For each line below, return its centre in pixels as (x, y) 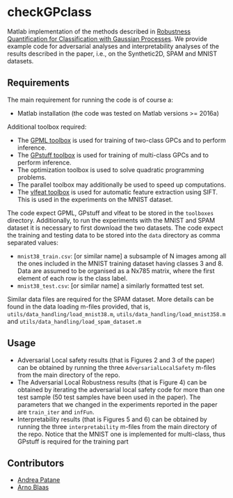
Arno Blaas (33, 488)
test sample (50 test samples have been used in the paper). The (109, 397)
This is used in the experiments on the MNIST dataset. (95, 199)
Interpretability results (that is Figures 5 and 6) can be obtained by (112, 419)
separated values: (33, 242)
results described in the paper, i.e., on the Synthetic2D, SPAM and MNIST (112, 54)
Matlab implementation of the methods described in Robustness (99, 31)
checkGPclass (49, 12)
